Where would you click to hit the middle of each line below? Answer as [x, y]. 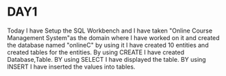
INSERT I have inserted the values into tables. [71, 66]
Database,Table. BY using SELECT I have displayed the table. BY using [107, 59]
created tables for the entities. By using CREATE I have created [96, 52]
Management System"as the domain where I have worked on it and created [114, 37]
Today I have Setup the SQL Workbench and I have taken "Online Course [110, 31]
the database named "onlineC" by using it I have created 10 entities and [108, 45]
